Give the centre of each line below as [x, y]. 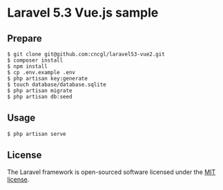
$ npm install [28, 67]
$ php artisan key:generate [48, 78]
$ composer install [35, 60]
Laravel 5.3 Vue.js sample [83, 13]
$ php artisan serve [37, 134]
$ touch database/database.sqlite [57, 85]
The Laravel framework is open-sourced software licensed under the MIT [111, 172]
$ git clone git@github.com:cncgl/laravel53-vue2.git [86, 54]
